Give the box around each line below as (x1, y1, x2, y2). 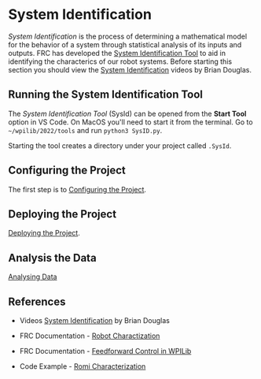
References (8, 295, 66, 308)
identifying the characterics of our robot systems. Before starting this (8, 57, 233, 66)
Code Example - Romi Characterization (19, 362, 146, 371)
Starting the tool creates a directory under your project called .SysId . (8, 140, 232, 150)
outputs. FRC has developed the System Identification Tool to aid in (8, 48, 226, 58)
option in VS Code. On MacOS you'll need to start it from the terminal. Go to (8, 117, 253, 127)
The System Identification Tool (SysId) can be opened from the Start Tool (8, 109, 247, 118)
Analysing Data (8, 272, 57, 281)
